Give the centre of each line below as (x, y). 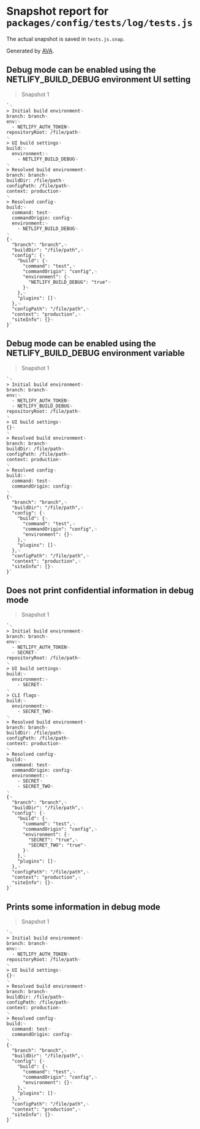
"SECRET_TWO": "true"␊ (57, 845)
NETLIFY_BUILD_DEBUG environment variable (96, 353)
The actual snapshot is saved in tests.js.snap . (65, 39)
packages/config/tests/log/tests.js (100, 23)
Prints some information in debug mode (83, 907)
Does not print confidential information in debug (100, 590)
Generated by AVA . (30, 51)
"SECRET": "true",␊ (54, 840)
